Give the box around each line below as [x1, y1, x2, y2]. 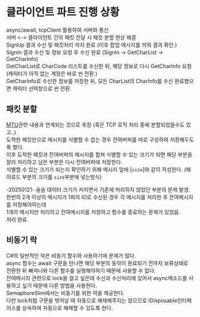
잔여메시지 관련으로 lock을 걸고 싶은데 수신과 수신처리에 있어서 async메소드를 [6, 274, 187, 281]
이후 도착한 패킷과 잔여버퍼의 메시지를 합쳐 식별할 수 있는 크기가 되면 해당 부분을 [6, 150, 193, 158]
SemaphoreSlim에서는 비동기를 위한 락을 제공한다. [6, 289, 125, 296]
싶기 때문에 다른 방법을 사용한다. [21, 282, 97, 289]
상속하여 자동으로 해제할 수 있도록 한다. [21, 304, 113, 311]
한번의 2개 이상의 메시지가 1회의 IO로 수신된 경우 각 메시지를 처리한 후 [6, 193, 168, 201]
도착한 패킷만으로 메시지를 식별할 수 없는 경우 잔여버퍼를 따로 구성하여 [6, 136, 169, 143]
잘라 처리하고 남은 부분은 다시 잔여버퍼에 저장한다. [6, 158, 123, 165]
